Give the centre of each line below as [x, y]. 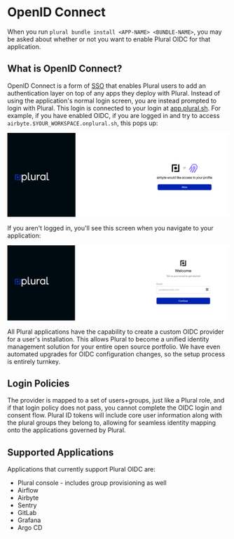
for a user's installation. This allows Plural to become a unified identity [108, 339]
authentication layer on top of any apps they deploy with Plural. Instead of [114, 93]
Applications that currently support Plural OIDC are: [81, 469]
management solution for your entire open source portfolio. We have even [114, 346]
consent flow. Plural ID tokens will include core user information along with [115, 415]
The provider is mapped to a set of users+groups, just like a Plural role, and [116, 401]
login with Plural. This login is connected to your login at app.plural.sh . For [114, 108]
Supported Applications [61, 452]
